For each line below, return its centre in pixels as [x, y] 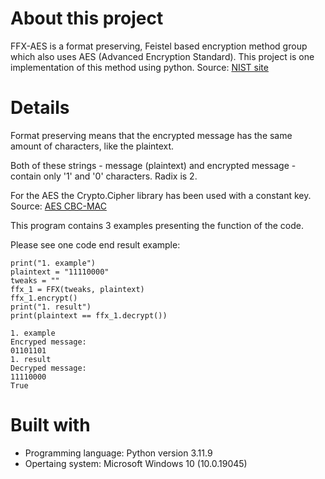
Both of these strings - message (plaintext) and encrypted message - [153, 165]
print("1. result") [51, 307]
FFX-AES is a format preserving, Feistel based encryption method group [159, 46]
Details [40, 108]
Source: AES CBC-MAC [58, 206]
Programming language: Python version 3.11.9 [118, 453]
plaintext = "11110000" [60, 272]
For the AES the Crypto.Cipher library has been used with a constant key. [161, 195]
